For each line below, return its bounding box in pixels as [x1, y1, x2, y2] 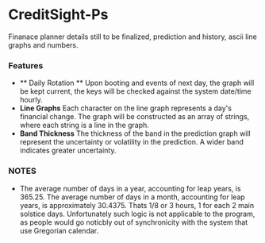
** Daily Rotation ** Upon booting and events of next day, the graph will [19, 78, 255, 88]
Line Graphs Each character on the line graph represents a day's [19, 103, 232, 113]
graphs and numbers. [8, 40, 79, 49]
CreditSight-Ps [8, 6, 109, 24]
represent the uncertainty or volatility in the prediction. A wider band [19, 137, 244, 147]
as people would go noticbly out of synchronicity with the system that [19, 217, 248, 227]
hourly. [19, 95, 43, 105]
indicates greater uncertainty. [19, 145, 117, 156]
